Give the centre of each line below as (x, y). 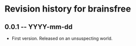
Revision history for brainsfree (68, 9)
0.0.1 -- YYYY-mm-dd (39, 27)
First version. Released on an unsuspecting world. (62, 38)
